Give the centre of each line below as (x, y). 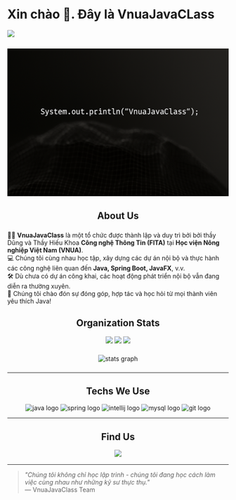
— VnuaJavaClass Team (60, 490)
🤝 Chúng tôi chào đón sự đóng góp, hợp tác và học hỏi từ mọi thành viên (112, 293)
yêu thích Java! (29, 301)
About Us (118, 216)
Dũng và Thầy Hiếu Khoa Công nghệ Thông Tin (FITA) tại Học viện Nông (113, 243)
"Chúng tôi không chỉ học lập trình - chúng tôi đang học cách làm (120, 475)
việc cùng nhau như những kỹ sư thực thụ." (87, 482)
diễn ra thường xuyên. (39, 286)
